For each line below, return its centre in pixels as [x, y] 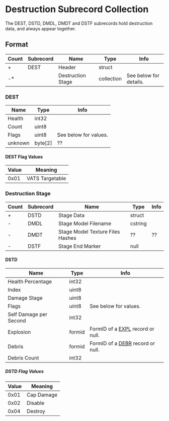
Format [17, 45]
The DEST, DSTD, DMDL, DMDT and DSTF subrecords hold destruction [79, 23]
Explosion [19, 332]
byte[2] [43, 143]
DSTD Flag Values [24, 372]
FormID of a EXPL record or [122, 329]
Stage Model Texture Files [89, 232]
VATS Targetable [47, 179]
